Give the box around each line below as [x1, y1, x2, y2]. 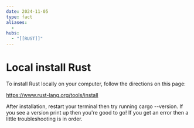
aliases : [6, 19, 28, 25]
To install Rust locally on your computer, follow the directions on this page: [6, 80, 186, 87]
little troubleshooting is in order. [6, 115, 83, 122]
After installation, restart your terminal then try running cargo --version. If [6, 103, 183, 110]
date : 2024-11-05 [6, 8, 49, 15]
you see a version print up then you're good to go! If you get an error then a [6, 109, 189, 116]
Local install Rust [6, 61, 91, 74]
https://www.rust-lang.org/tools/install [6, 91, 98, 98]
